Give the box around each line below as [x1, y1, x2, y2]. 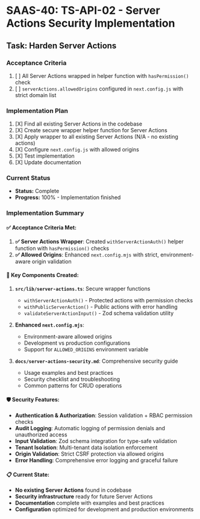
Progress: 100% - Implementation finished [14, 194, 121, 201]
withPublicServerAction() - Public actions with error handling [23, 303, 178, 310]
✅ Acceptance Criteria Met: [6, 224, 77, 231]
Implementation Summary [6, 209, 84, 217]
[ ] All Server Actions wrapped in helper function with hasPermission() [14, 72, 189, 79]
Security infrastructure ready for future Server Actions [14, 493, 153, 500]
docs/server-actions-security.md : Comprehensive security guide [14, 357, 178, 365]
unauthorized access [14, 431, 67, 438]
